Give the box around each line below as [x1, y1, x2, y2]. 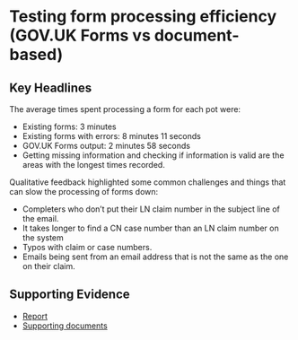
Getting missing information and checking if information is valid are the [22, 150, 285, 161]
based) [9, 45, 64, 65]
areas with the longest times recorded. [22, 160, 166, 170]
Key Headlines [9, 80, 92, 95]
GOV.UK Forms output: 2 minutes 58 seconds [22, 141, 191, 151]
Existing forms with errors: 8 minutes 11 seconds [22, 131, 202, 141]
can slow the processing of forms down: [9, 187, 159, 196]
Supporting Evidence [9, 287, 130, 302]
